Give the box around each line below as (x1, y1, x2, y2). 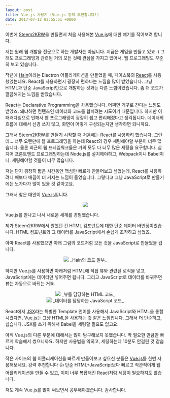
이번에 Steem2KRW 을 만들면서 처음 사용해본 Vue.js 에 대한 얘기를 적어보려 (5, 32, 153, 38)
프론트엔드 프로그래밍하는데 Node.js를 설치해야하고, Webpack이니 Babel (14, 151, 160, 157)
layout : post (5, 7, 33, 13)
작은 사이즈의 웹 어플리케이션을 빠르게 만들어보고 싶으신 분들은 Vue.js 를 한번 (5, 355, 156, 361)
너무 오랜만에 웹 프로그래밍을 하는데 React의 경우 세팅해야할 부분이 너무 (14, 138, 156, 144)
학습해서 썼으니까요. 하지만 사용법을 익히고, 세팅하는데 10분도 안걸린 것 (14, 339, 155, 345)
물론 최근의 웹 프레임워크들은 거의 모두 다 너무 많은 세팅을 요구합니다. (20, 144, 157, 150)
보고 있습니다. (10, 62, 38, 68)
